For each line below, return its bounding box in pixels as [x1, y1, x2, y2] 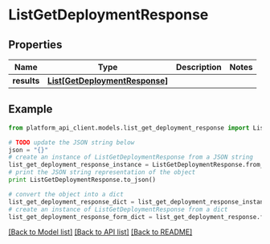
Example [8, 102, 53, 116]
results [12, 75, 40, 86]
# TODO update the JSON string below [8, 139, 135, 147]
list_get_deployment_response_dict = [8, 197, 135, 206]
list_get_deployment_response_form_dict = [8, 213, 153, 221]
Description [175, 62, 223, 72]
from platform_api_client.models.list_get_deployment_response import [8, 123, 250, 132]
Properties [8, 38, 63, 52]
